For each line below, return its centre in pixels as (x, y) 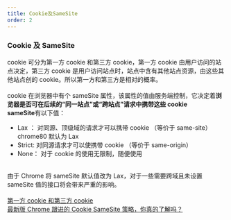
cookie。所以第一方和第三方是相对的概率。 (100, 79)
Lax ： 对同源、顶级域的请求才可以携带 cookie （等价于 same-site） (114, 127)
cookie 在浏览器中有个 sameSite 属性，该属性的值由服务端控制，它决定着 (112, 95)
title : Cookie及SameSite (43, 14)
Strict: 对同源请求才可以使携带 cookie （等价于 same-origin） (105, 145)
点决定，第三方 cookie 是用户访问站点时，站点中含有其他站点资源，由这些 (113, 71)
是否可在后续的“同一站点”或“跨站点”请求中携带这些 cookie (103, 104)
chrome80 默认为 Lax (48, 136)
